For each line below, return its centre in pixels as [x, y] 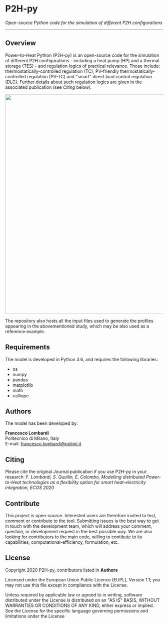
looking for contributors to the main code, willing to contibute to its [74, 537]
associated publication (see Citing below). [48, 87]
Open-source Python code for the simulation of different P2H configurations [84, 23]
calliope [20, 396]
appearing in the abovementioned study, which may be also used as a [77, 326]
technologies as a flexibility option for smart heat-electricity [84, 483]
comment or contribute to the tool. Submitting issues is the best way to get [82, 521]
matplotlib [23, 385]
